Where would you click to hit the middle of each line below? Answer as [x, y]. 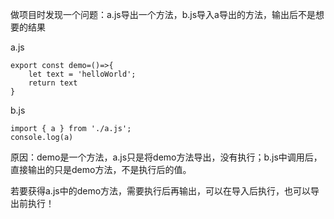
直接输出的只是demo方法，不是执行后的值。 [101, 169]
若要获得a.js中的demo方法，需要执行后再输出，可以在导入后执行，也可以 [161, 191]
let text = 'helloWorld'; [82, 74]
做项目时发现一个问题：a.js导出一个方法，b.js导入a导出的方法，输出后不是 [163, 14]
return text [53, 83]
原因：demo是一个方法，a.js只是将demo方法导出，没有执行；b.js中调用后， [166, 157]
